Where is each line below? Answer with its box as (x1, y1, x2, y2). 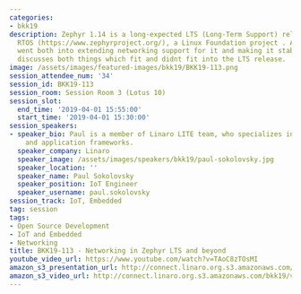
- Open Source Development (9, 221, 110, 230)
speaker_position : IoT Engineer (17, 180, 139, 189)
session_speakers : (9, 122, 78, 131)
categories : (9, 13, 54, 22)
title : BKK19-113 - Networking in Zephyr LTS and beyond (9, 246, 227, 255)
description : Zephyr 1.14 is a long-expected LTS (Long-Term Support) (9, 30, 279, 39)
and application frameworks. (25, 138, 134, 147)
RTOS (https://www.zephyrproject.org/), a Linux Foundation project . (17, 38, 287, 48)
